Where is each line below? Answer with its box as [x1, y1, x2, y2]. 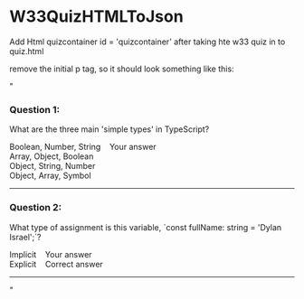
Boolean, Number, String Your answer [9, 142, 157, 153]
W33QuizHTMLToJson [9, 6, 184, 27]
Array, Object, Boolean [9, 151, 94, 162]
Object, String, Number [9, 161, 96, 172]
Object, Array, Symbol [9, 170, 92, 182]
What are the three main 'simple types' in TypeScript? [9, 124, 210, 135]
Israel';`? [9, 231, 42, 242]
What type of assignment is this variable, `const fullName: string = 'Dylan [9, 221, 282, 232]
